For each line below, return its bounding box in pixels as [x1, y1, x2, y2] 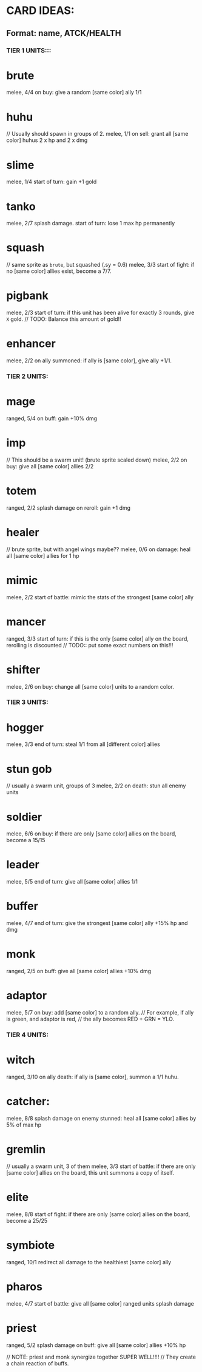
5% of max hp [6, 1121, 42, 1128]
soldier [6, 810, 42, 824]
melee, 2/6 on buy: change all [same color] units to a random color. [6, 683, 174, 690]
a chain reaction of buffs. [6, 1359, 69, 1367]
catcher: [6, 1094, 50, 1108]
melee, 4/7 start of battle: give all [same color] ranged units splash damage [6, 1300, 194, 1307]
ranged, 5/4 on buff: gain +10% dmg [6, 415, 98, 422]
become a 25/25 [6, 1217, 48, 1224]
